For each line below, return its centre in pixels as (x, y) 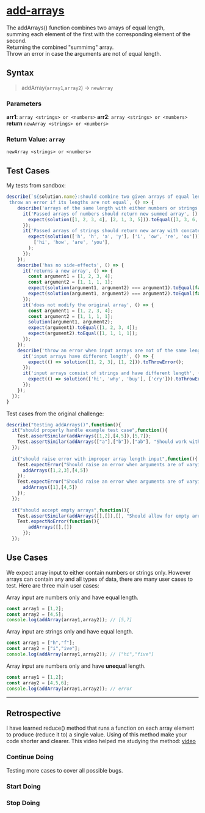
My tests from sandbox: (36, 186)
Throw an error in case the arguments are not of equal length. (84, 53)
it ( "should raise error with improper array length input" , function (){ (105, 459)
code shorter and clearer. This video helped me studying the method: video (101, 741)
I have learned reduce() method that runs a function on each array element (100, 728)
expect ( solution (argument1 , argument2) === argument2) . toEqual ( (112, 294)
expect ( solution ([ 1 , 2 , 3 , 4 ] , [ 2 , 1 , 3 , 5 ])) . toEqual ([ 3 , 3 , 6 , (113, 219)
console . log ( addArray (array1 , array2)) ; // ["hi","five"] (80, 654)
